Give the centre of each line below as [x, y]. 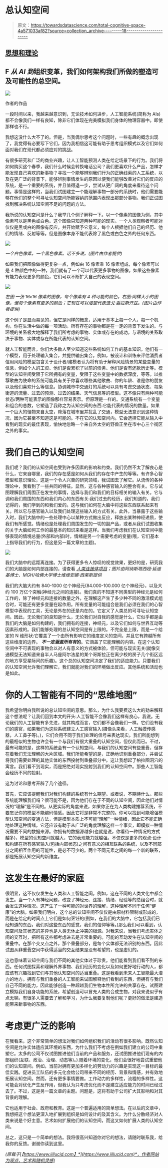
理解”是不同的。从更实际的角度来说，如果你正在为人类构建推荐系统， [87, 807]
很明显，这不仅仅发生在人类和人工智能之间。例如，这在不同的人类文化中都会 [84, 893]
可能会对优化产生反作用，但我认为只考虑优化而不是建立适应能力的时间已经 [82, 1084]
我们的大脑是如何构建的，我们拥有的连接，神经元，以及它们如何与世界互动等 [84, 623]
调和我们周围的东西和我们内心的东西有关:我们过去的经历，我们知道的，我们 [82, 499]
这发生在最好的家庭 [45, 879]
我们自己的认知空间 [45, 453]
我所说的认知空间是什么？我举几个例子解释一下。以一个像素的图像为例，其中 [84, 215]
